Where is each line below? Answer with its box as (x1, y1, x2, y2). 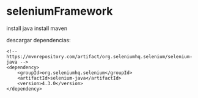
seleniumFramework (6, 4, 113, 18)
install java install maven (6, 24, 68, 32)
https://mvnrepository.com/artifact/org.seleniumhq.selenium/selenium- (6, 53, 193, 59)
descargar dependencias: (6, 36, 71, 43)
